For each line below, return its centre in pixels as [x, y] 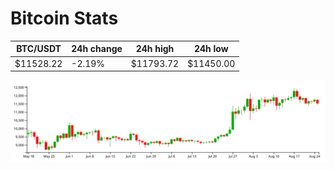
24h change [97, 49]
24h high [155, 49]
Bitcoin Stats [64, 18]
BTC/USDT [39, 49]
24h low [211, 49]
